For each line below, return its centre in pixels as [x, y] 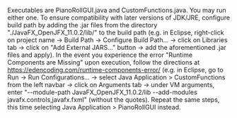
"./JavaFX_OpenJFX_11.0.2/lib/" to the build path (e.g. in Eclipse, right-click [116, 32]
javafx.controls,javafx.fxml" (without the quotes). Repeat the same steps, [114, 100]
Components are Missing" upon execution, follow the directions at [104, 62]
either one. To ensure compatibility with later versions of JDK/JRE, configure [119, 18]
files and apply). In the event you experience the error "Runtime [100, 55]
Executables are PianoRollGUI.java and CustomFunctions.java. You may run [117, 10]
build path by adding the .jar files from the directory [82, 25]
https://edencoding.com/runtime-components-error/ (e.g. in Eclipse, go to [116, 70]
